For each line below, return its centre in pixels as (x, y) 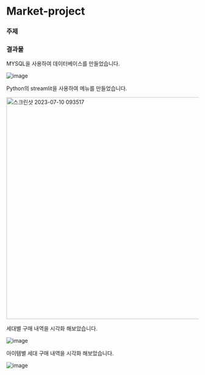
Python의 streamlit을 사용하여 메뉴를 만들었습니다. (67, 88)
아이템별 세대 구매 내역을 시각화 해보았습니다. (60, 353)
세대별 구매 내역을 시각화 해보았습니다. (52, 329)
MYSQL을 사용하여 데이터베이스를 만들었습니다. (63, 64)
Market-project (46, 11)
